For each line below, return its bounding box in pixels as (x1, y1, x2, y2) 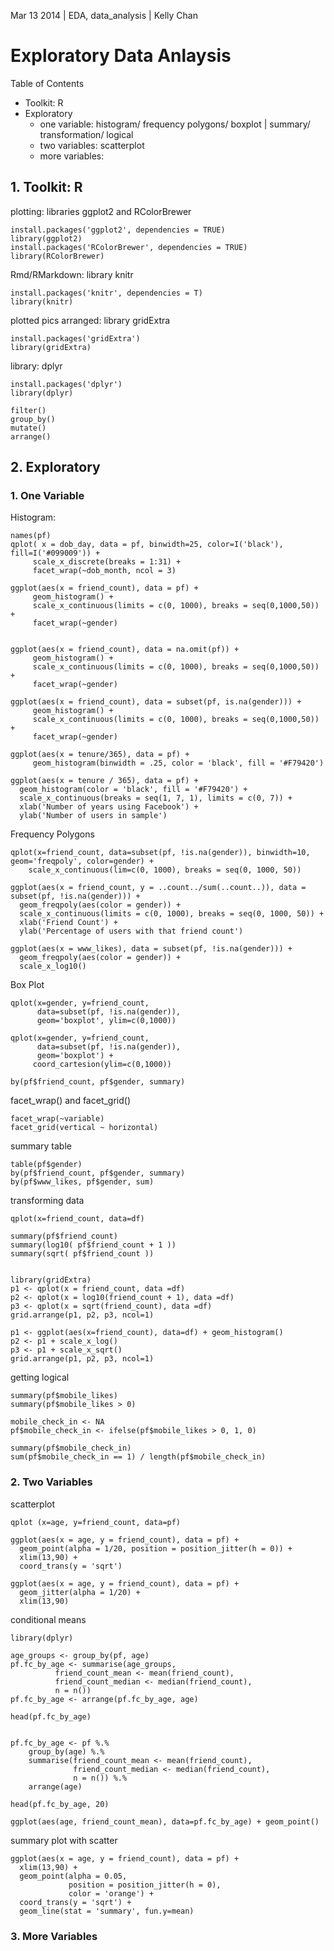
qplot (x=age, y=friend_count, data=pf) (10, 1517, 182, 1527)
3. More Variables (10, 1929, 98, 1943)
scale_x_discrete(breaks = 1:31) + (32, 557, 182, 567)
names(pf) (10, 531, 52, 541)
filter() (10, 405, 47, 415)
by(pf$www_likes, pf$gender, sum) (10, 1177, 155, 1187)
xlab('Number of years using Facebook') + (19, 802, 199, 812)
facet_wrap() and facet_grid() (10, 1095, 132, 1107)
